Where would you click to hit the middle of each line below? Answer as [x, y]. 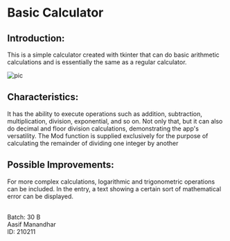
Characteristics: [43, 97]
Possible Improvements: [61, 165]
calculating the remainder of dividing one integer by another [93, 143]
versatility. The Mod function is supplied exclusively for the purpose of [108, 135]
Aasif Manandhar [32, 224]
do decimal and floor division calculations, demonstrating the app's [103, 128]
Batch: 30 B [24, 217]
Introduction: [36, 38]
